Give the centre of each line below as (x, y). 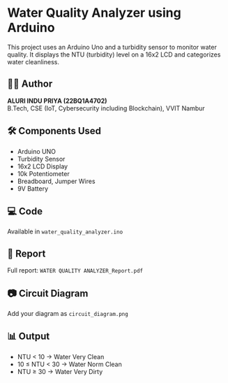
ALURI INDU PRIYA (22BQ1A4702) (57, 101)
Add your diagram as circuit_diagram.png (68, 313)
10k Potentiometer (43, 173)
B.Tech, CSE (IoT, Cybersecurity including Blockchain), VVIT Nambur (106, 108)
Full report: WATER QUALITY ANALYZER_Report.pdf (75, 270)
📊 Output (29, 337)
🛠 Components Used (54, 131)
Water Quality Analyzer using (94, 13)
